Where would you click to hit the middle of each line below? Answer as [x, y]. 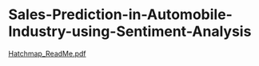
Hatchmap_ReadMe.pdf [47, 53]
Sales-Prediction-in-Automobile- [121, 15]
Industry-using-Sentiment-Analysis [130, 31]
